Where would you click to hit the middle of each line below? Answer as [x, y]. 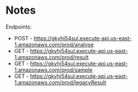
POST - [23, 38]
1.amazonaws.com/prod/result [51, 57]
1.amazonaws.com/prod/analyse [54, 45]
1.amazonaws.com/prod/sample [53, 69]
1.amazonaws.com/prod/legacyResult [60, 82]
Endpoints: [19, 27]
